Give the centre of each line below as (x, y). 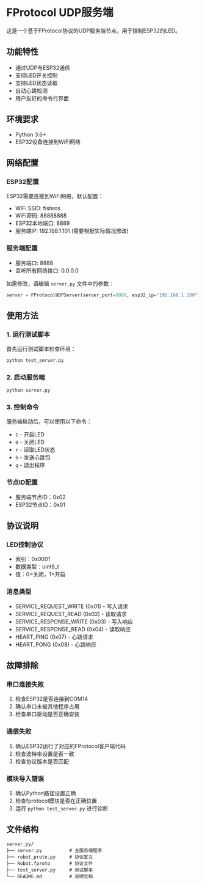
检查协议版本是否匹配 (42, 761)
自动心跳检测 (31, 90)
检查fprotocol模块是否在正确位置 (56, 801)
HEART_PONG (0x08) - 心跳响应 (56, 644)
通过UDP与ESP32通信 (42, 67)
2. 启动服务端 (26, 377)
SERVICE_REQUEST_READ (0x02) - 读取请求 (71, 614)
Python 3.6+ (31, 134)
